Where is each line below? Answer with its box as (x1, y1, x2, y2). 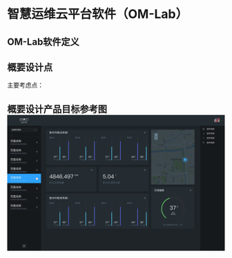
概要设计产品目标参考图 (7, 103, 107, 115)
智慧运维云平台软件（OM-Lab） (7, 6, 188, 22)
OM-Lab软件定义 (7, 36, 79, 48)
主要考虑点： (7, 81, 43, 90)
